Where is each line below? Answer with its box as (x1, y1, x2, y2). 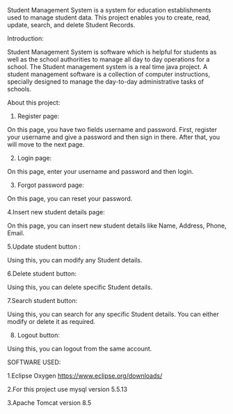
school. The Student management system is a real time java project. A (7, 63, 208, 71)
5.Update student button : (7, 242, 81, 251)
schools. (7, 85, 32, 93)
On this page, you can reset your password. (7, 195, 133, 202)
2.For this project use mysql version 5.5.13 (7, 385, 127, 393)
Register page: (17, 112, 60, 120)
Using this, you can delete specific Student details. (7, 283, 153, 291)
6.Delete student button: (7, 269, 77, 278)
